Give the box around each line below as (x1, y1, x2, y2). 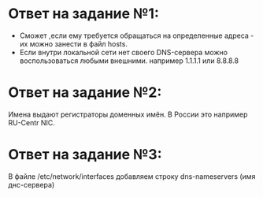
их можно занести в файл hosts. (19, 39, 128, 48)
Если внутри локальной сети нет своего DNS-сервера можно (19, 47, 228, 57)
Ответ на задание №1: (8, 5, 160, 23)
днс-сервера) (8, 180, 55, 189)
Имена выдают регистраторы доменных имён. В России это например (8, 110, 248, 119)
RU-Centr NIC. (8, 117, 55, 127)
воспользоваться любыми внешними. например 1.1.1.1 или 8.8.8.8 (19, 56, 239, 65)
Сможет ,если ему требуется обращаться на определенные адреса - (19, 31, 254, 40)
